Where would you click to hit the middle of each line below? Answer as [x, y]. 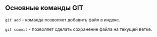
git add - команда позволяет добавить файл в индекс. [63, 19]
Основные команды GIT [44, 8]
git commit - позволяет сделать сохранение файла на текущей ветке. [79, 29]
